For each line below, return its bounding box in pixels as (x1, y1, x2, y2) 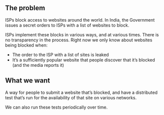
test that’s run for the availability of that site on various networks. (5, 94, 137, 100)
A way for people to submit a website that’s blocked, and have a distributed (5, 89, 158, 95)
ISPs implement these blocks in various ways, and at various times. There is (5, 31, 159, 37)
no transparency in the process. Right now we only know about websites (5, 37, 153, 43)
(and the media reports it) (12, 62, 65, 68)
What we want (5, 76, 50, 85)
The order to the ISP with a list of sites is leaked (12, 52, 109, 57)
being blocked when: (5, 42, 48, 48)
